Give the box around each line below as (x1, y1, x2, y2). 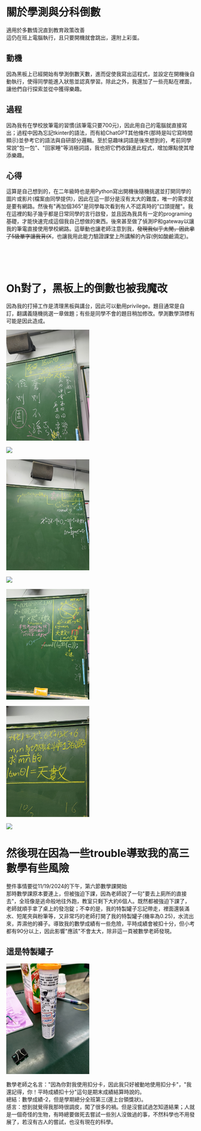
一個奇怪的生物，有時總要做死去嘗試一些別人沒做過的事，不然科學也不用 (11, 1111, 190, 1118)
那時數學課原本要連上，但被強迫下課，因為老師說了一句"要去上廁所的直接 (6, 890, 187, 897)
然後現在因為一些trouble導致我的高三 (6, 847, 190, 861)
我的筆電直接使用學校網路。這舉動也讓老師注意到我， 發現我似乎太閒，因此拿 (6, 225, 195, 233)
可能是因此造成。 (6, 317, 48, 324)
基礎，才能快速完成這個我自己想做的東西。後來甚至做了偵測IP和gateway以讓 (6, 218, 194, 225)
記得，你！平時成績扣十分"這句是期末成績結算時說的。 (11, 1088, 145, 1096)
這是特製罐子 (6, 947, 54, 957)
